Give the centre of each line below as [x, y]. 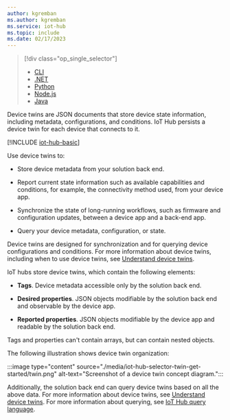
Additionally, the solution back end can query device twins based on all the [113, 387]
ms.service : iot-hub [37, 26]
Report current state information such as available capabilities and [111, 182]
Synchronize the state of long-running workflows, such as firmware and [119, 210]
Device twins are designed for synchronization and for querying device [107, 244]
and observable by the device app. [66, 306]
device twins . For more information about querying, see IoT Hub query [106, 402]
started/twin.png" [32, 374]
